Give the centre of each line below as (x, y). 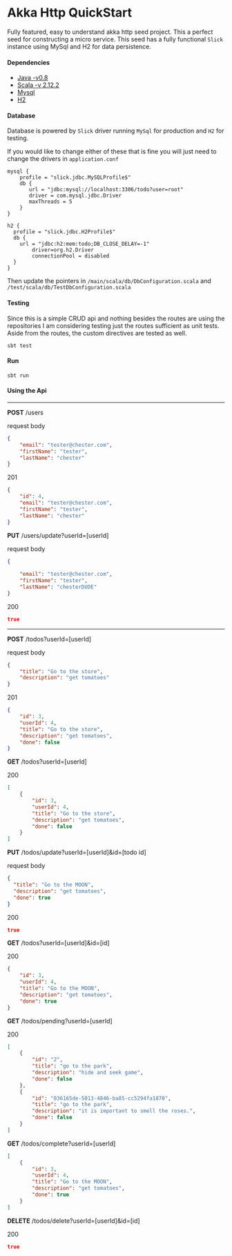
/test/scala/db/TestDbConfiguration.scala (69, 288)
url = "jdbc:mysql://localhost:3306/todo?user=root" (106, 190)
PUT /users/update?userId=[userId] (58, 535)
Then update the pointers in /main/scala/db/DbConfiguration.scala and (109, 281)
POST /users (25, 412)
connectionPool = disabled (71, 256)
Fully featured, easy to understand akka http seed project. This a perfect (110, 32)
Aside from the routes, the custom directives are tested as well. (97, 333)
